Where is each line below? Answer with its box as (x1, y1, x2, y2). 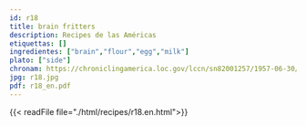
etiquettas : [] (9, 38, 67, 48)
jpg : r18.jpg (9, 73, 59, 82)
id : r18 (9, 13, 39, 23)
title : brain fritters (9, 22, 96, 31)
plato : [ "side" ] (9, 56, 71, 65)
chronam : (9, 65, 43, 74)
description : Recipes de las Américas (9, 30, 157, 39)
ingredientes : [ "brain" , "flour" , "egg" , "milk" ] (9, 47, 189, 57)
